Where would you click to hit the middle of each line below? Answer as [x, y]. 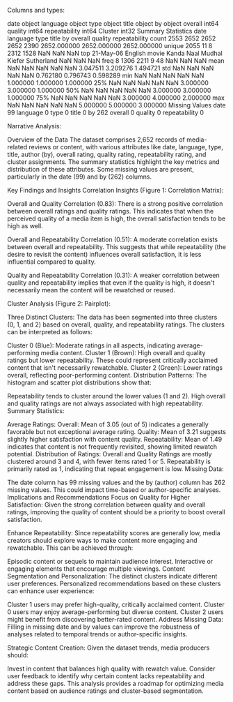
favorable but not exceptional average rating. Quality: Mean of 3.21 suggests [116, 432]
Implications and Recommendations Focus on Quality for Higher [98, 497]
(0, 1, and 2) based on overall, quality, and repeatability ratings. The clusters [116, 324]
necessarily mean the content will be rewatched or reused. [91, 290]
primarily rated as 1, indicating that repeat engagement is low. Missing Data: [115, 469]
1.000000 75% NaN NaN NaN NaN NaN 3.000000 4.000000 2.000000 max [116, 98]
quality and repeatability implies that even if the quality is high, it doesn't [111, 283]
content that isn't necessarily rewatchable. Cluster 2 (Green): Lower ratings [115, 368]
